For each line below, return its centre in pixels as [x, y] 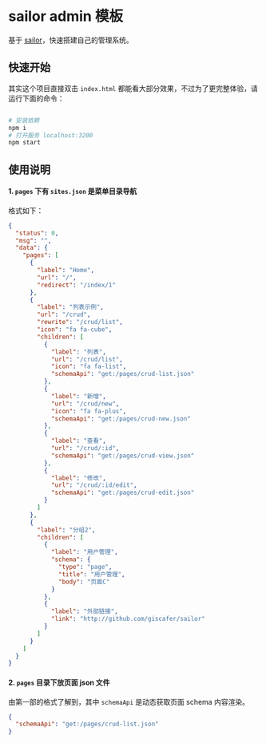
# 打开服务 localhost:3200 [51, 135]
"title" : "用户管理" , [92, 574]
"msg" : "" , [34, 240]
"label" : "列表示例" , [70, 307]
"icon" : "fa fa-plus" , [89, 411]
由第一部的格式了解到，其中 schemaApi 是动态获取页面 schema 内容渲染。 [129, 702]
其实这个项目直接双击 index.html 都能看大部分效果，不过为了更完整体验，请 [133, 88]
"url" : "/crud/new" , [85, 404]
